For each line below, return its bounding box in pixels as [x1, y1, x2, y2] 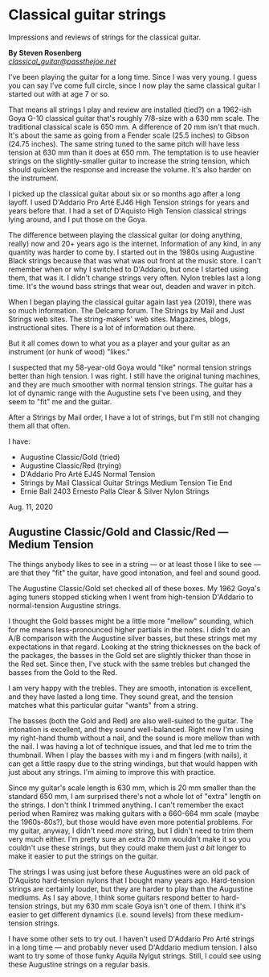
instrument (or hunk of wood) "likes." [8, 346, 131, 356]
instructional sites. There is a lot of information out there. [8, 322, 197, 332]
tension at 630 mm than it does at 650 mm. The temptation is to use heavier [8, 147, 259, 157]
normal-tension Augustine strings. [8, 600, 121, 610]
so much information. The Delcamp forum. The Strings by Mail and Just [8, 305, 245, 315]
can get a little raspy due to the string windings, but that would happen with [8, 759, 259, 768]
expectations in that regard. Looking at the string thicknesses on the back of [8, 642, 261, 652]
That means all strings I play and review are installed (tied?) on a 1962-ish [8, 105, 252, 114]
